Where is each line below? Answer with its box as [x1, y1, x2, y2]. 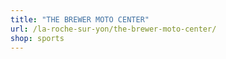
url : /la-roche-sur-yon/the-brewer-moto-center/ [10, 24, 217, 34]
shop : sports [10, 33, 65, 43]
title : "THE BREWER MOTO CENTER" [10, 14, 150, 25]
